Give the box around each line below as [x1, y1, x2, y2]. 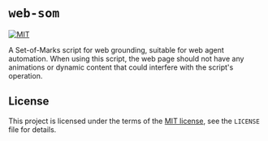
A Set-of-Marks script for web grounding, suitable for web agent [8, 45, 225, 54]
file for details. [8, 124, 57, 135]
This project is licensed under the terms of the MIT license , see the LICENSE [8, 116, 260, 126]
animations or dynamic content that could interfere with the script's [8, 62, 234, 72]
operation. [8, 70, 43, 80]
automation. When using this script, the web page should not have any [8, 53, 244, 63]
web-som [8, 6, 60, 21]
